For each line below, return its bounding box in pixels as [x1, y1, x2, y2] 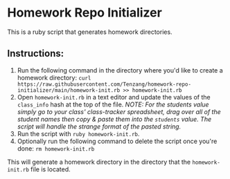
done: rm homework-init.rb [17, 144, 95, 153]
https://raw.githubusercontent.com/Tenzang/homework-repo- [17, 81, 192, 88]
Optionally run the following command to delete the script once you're [17, 137, 218, 145]
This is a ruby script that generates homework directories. [7, 28, 172, 36]
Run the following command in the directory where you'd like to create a [17, 66, 223, 74]
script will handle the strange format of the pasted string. [17, 122, 182, 131]
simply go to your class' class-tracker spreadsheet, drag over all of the [17, 107, 222, 115]
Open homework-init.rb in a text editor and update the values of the [17, 93, 211, 101]
